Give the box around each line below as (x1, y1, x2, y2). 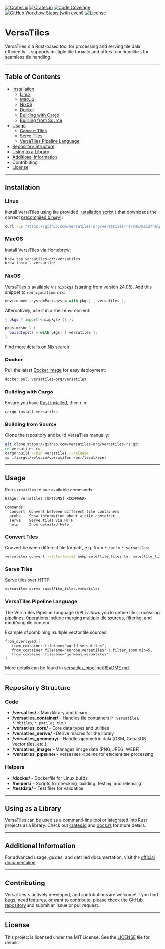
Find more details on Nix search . (5, 344, 71, 350)
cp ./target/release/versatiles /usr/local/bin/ (5, 456, 107, 460)
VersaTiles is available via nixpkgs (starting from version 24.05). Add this (5, 284, 152, 290)
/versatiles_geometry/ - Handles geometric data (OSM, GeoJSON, (12, 736, 148, 742)
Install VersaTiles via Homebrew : (5, 247, 71, 253)
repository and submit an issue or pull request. (5, 902, 100, 908)
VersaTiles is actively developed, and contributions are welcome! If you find (5, 892, 158, 898)
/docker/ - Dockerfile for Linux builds (12, 775, 88, 781)
